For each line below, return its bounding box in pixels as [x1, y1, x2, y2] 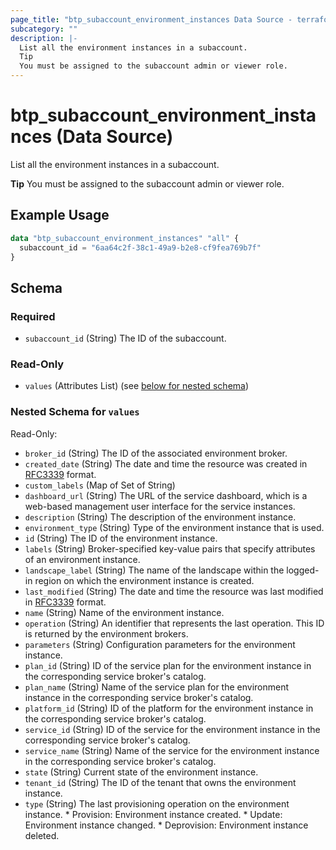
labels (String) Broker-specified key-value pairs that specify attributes [24, 542, 316, 555]
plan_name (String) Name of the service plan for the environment [24, 681, 290, 693]
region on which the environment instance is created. [34, 574, 255, 586]
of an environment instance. [24, 553, 141, 565]
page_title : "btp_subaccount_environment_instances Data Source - [10, 14, 293, 25]
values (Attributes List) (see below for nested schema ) [24, 380, 250, 392]
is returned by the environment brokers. [24, 627, 189, 640]
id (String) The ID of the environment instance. [24, 532, 218, 544]
